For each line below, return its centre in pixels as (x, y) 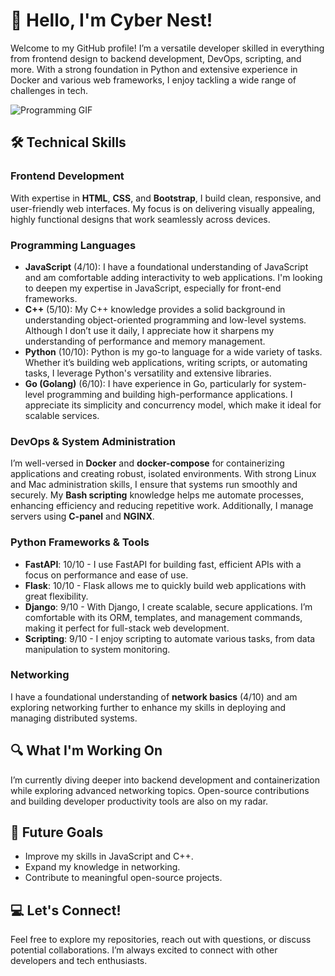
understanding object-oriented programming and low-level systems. (165, 320)
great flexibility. (56, 596)
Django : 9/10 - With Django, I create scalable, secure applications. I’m (168, 606)
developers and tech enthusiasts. (79, 961)
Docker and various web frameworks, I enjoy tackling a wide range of (153, 80)
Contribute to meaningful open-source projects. (123, 878)
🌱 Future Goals (57, 832)
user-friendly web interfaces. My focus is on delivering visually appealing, (162, 208)
